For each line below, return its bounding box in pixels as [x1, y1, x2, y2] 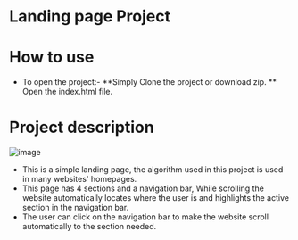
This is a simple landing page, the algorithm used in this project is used [21, 164, 284, 175]
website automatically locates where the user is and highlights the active [21, 193, 290, 203]
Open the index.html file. [21, 87, 113, 97]
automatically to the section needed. [21, 221, 157, 232]
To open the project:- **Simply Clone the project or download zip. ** [21, 77, 277, 87]
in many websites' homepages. [21, 174, 137, 185]
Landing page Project [9, 6, 171, 27]
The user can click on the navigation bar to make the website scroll [21, 211, 269, 222]
